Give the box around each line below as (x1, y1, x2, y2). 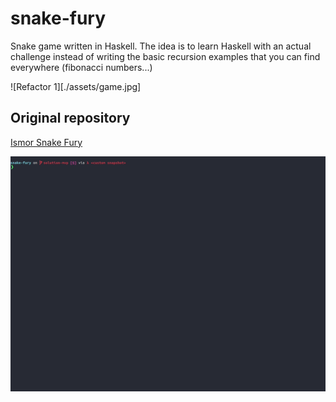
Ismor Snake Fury (10, 136, 83, 148)
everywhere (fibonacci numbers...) (10, 61, 153, 73)
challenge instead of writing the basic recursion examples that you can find (10, 50, 321, 62)
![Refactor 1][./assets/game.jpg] (10, 80, 142, 92)
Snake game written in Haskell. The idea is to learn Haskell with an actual (10, 40, 312, 52)
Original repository (10, 110, 131, 127)
